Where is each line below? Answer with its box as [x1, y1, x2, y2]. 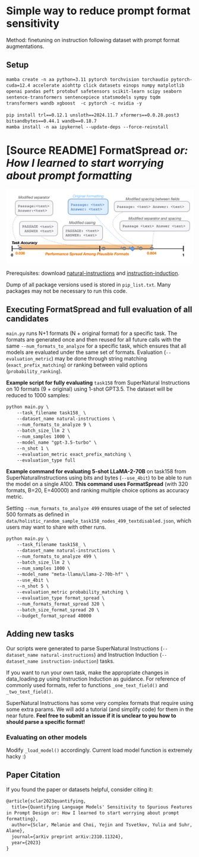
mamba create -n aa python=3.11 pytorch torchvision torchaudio [6, 76, 169, 83]
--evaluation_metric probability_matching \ [17, 589, 129, 595]
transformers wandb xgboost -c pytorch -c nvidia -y [6, 100, 143, 106]
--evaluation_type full [17, 457, 76, 463]
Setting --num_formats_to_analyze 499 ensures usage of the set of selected [6, 504, 191, 511]
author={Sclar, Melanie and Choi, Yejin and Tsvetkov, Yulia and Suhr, [11, 821, 193, 828]
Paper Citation [6, 770, 61, 780]
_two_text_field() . [6, 688, 53, 695]
